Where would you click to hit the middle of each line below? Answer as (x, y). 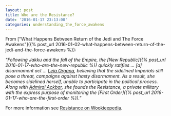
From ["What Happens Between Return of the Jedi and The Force (74, 39)
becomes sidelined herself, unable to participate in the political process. (82, 82)
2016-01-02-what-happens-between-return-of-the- (110, 45)
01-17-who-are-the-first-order (37, 98)
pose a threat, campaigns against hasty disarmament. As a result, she (80, 76)
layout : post (19, 10)
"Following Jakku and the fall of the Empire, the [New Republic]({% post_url (85, 60)
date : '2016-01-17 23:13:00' (36, 20)
